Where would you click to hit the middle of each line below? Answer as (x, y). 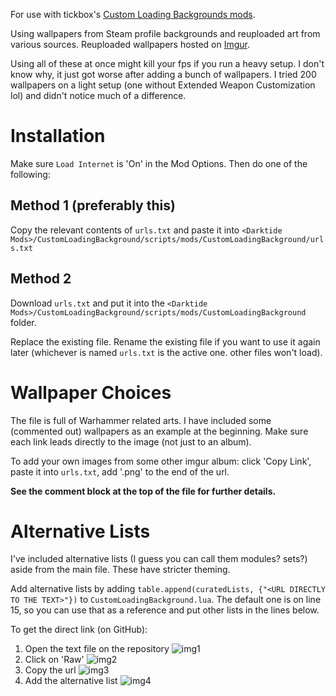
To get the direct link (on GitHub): (79, 630)
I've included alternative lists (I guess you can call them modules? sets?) (159, 559)
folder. (23, 322)
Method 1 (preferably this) (93, 205)
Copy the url (50, 670)
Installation (58, 136)
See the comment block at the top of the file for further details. (143, 491)
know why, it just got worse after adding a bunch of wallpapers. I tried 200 (163, 74)
